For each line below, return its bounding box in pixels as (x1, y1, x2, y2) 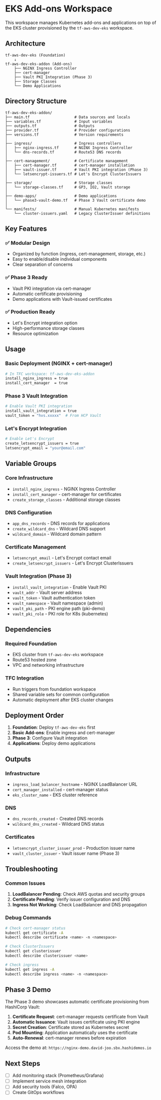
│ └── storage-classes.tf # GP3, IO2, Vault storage (5, 185, 131, 190)
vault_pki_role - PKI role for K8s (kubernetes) (12, 611, 108, 617)
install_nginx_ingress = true (5, 376, 68, 381)
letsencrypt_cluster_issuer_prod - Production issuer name (12, 845, 136, 851)
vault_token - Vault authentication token (12, 595, 96, 601)
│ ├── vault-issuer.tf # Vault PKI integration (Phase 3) (5, 167, 149, 172)
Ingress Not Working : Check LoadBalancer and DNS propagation (12, 902, 147, 908)
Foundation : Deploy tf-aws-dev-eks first (12, 724, 96, 731)
